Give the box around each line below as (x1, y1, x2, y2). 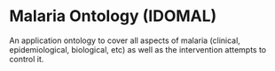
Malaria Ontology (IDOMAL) (9, 6, 217, 26)
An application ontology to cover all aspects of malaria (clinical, (9, 35, 241, 46)
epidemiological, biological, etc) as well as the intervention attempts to (9, 44, 267, 54)
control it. (9, 53, 44, 64)
